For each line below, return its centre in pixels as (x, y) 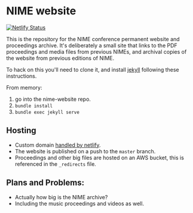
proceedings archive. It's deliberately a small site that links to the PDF (92, 45)
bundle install (34, 106)
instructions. (22, 76)
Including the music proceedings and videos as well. (79, 203)
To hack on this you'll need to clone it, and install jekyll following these (93, 69)
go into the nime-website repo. (53, 99)
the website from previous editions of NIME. (60, 58)
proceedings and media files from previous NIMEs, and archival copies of (96, 51)
